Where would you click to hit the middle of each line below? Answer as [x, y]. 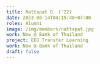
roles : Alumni [24, 23]
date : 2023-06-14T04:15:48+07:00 [49, 18]
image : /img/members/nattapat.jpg [50, 29]
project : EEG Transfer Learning [47, 40]
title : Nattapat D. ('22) [39, 12]
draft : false [23, 52]
